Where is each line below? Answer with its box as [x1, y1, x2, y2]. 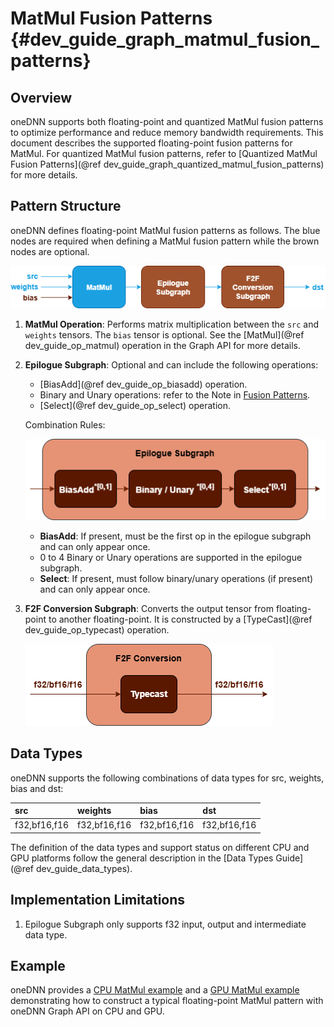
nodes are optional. [10, 245, 90, 257]
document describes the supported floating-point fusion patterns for [10, 137, 293, 149]
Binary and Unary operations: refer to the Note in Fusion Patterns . [39, 389, 311, 401]
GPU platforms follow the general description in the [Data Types [10, 852, 274, 864]
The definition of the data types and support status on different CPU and [10, 841, 310, 853]
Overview [10, 89, 73, 106]
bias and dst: [10, 782, 64, 794]
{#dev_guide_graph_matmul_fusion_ [10, 28, 320, 51]
